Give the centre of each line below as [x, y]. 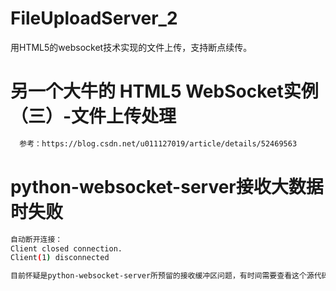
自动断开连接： [36, 239]
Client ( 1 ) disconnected [60, 258]
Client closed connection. [66, 248]
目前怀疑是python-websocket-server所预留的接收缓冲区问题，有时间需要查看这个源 [162, 276]
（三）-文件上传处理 [93, 116]
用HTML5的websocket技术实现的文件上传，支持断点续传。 [131, 47]
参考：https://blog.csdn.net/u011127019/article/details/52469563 [158, 143]
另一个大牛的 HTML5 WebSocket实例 [164, 91]
